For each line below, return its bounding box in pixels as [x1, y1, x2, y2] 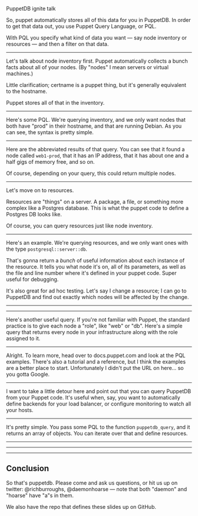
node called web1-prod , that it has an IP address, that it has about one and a [6, 152, 189, 159]
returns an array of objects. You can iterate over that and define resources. [6, 430, 188, 437]
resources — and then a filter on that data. [6, 41, 109, 47]
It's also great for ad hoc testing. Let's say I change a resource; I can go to [6, 287, 187, 294]
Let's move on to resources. [6, 187, 74, 194]
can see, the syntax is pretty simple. [6, 129, 94, 135]
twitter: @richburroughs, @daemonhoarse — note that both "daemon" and [6, 485, 187, 492]
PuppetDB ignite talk [6, 5, 56, 12]
